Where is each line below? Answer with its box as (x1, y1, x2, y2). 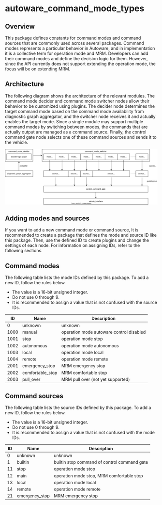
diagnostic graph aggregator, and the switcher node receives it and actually (5, 114, 156, 119)
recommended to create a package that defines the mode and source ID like (5, 232, 157, 238)
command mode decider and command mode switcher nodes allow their (5, 98, 150, 104)
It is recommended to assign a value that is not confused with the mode (12, 430, 155, 436)
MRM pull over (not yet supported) (61, 376, 130, 382)
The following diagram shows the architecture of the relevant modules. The (5, 93, 155, 98)
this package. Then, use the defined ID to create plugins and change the (5, 237, 149, 243)
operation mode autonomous (61, 342, 119, 348)
